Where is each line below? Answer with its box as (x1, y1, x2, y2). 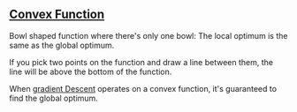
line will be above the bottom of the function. (9, 66, 172, 77)
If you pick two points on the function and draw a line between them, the (9, 56, 274, 67)
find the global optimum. (9, 93, 99, 103)
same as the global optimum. (9, 40, 115, 50)
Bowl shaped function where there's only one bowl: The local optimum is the (9, 30, 288, 41)
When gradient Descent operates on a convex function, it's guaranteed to (9, 83, 277, 93)
